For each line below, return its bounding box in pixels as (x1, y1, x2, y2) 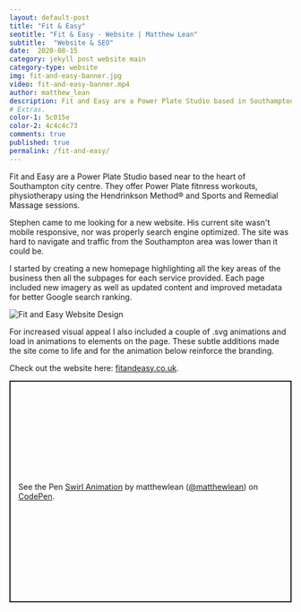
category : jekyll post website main (9, 55, 146, 64)
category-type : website (9, 64, 99, 73)
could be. (9, 246, 45, 256)
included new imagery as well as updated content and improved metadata (9, 281, 282, 292)
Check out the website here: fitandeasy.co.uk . (9, 362, 179, 373)
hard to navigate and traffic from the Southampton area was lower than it (9, 236, 278, 246)
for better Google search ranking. (9, 291, 133, 302)
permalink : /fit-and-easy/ (9, 146, 110, 155)
